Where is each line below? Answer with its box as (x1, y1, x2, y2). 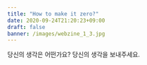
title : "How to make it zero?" (7, 10, 99, 18)
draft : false (7, 23, 46, 30)
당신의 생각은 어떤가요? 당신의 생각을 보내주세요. (7, 50, 141, 59)
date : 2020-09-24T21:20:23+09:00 (7, 17, 106, 24)
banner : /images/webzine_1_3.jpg (7, 30, 106, 37)
